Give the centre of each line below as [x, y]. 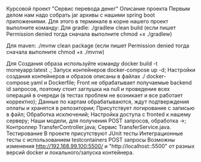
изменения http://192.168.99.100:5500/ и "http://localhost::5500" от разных [100, 146]
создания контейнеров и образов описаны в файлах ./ [76, 76]
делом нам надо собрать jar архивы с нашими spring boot [81, 15]
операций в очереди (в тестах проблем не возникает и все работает [94, 95]
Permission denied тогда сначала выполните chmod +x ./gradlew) [89, 34]
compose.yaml [25, 82]
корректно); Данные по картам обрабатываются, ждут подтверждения [98, 102]
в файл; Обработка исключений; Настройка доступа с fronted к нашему [98, 114]
